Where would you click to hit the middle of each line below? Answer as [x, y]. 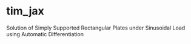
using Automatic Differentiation [45, 34]
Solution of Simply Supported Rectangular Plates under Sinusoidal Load [96, 28]
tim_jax [25, 11]
